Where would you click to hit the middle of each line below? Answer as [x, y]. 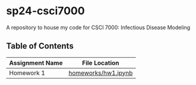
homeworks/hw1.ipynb [100, 73]
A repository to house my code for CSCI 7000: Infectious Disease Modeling [98, 27]
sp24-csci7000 [45, 11]
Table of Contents [40, 46]
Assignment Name [36, 62]
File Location [101, 62]
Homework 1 [27, 73]
